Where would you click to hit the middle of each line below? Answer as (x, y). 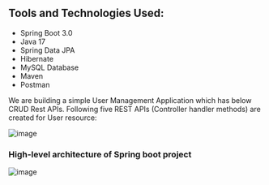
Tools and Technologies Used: (86, 13)
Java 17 (33, 41)
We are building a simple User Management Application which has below (130, 100)
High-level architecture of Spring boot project (100, 154)
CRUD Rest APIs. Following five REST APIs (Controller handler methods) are (134, 109)
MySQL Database (49, 67)
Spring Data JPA (47, 50)
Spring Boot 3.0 (46, 32)
